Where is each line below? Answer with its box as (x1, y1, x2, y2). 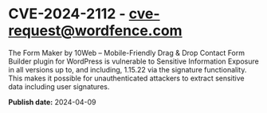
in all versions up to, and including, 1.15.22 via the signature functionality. (8, 64, 247, 74)
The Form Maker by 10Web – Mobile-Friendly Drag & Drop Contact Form (8, 48, 245, 57)
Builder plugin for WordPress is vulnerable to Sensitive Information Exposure (8, 56, 259, 66)
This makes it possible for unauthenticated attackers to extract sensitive (8, 73, 245, 83)
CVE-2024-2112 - (8, 5, 126, 23)
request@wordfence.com (8, 21, 183, 40)
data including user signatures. (8, 81, 110, 92)
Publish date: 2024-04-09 (8, 97, 96, 107)
